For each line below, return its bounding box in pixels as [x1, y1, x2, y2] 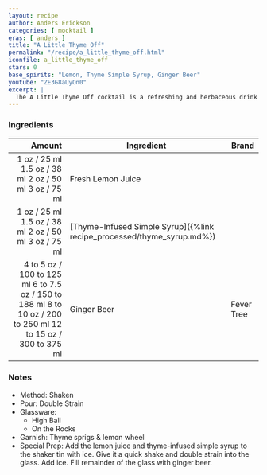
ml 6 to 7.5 [21, 278, 62, 290]
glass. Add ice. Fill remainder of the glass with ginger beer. [19, 457, 213, 467]
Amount [30, 140, 62, 151]
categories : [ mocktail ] [8, 26, 94, 34]
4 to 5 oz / [23, 259, 62, 270]
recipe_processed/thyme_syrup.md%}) [69, 231, 216, 242]
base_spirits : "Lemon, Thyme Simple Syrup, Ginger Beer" [8, 71, 201, 79]
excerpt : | [8, 85, 44, 94]
